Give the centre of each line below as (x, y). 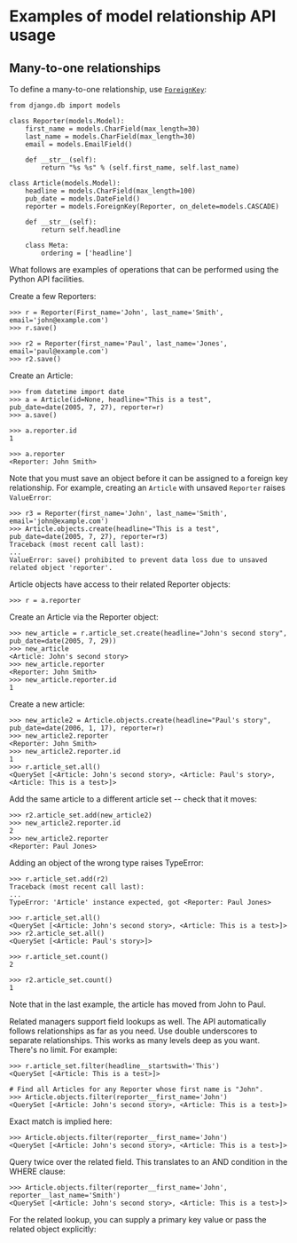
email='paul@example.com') (59, 352)
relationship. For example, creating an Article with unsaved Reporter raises (148, 487)
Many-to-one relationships (85, 68)
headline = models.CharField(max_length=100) (111, 191)
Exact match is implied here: (61, 1121)
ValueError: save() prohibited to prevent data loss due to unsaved (138, 560)
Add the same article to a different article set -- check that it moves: (133, 799)
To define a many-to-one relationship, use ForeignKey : (108, 89)
